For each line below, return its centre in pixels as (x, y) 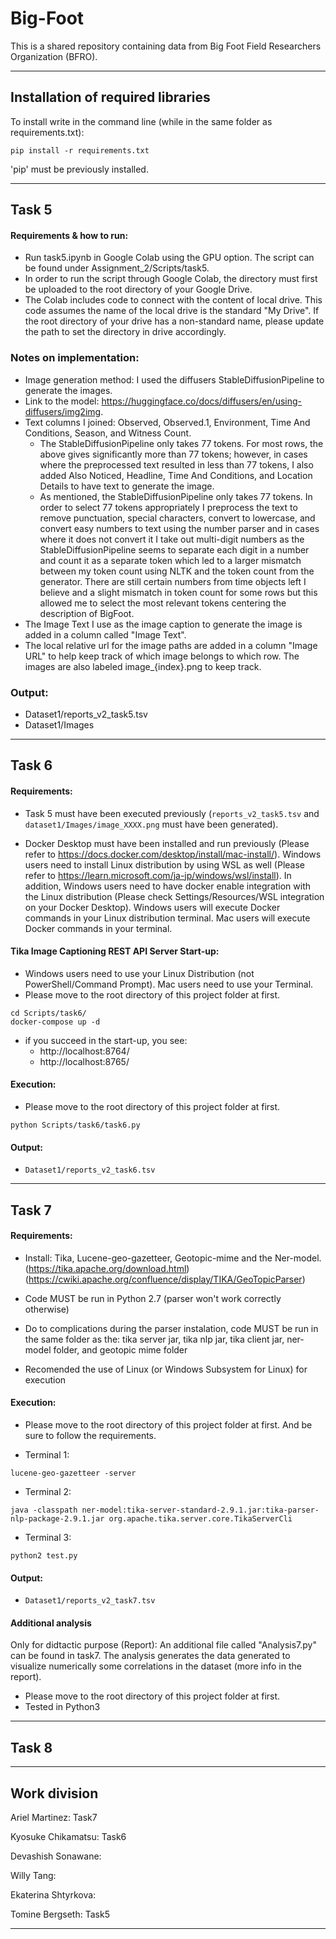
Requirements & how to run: (69, 235)
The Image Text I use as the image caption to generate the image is (163, 624)
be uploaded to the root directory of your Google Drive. (138, 289)
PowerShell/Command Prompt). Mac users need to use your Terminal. (169, 984)
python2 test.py (44, 1555)
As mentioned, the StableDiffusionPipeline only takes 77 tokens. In (176, 496)
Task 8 (31, 1747)
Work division (54, 1793)
